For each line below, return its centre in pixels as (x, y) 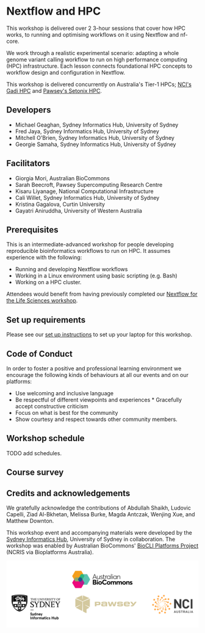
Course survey (35, 473)
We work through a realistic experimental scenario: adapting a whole (92, 53)
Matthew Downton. (30, 521)
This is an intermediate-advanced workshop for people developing (90, 244)
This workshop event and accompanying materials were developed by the (99, 533)
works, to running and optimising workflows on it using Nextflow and (92, 34)
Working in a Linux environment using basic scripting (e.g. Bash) (96, 276)
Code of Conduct (40, 353)
